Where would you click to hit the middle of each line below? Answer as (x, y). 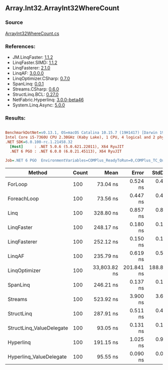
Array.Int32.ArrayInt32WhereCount (62, 8)
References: (20, 46)
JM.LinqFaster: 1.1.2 (33, 57)
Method (38, 172)
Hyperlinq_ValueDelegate (37, 356)
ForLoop (17, 184)
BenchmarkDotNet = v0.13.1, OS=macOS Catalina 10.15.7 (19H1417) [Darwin (81, 133)
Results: (15, 118)
